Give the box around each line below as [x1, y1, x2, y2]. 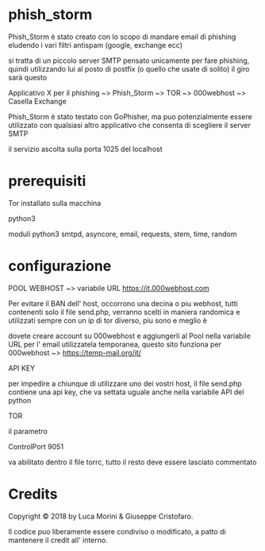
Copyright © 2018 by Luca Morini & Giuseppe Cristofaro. [8, 511, 194, 521]
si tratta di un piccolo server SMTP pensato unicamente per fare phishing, [8, 56, 250, 65]
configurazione [8, 257, 112, 275]
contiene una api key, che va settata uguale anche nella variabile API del [8, 387, 244, 397]
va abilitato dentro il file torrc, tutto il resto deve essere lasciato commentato [8, 457, 257, 467]
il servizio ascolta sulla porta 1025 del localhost [8, 144, 163, 153]
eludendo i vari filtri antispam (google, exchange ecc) [8, 40, 183, 49]
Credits [8, 485, 58, 502]
